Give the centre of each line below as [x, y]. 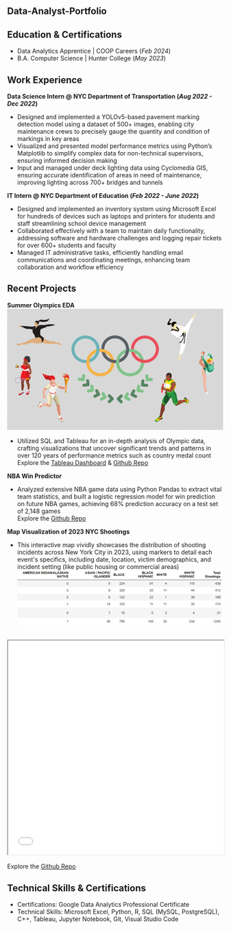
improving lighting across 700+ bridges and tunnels [90, 183]
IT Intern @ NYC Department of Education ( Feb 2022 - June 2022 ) [103, 196]
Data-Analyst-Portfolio [57, 11]
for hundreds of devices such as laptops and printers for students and [116, 216]
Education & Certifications [64, 35]
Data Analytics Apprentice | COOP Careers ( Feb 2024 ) [94, 51]
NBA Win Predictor [34, 476]
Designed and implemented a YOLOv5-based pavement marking [108, 117]
